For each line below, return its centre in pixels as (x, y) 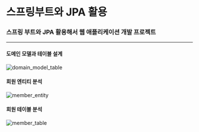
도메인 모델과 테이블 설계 (34, 54)
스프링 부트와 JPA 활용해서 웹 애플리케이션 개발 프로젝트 (81, 32)
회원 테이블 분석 (24, 110)
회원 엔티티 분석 (24, 82)
